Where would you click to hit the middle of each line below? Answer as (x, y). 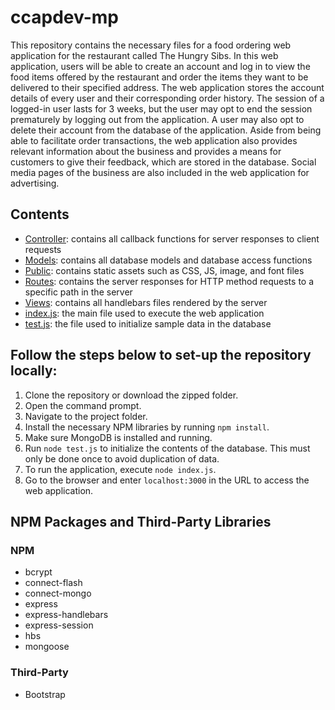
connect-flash (53, 583)
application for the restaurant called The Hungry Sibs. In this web (144, 55)
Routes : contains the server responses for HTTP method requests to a (169, 281)
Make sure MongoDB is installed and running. (118, 437)
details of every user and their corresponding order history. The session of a (167, 98)
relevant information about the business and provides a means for (146, 151)
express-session (59, 625)
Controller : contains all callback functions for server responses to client (172, 238)
